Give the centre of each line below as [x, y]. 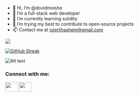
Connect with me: [28, 74]
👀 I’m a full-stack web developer [46, 13]
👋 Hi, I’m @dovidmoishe [37, 8]
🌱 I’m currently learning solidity [45, 19]
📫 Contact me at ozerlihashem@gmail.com [58, 30]
